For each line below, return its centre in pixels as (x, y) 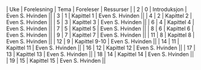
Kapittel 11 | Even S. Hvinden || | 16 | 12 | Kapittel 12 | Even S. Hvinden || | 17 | (101, 48)
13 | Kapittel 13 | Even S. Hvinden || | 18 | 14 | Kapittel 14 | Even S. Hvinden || (100, 54)
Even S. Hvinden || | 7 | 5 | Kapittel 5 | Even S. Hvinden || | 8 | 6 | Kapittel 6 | (100, 28)
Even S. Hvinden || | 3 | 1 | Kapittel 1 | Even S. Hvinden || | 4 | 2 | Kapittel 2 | (99, 16)
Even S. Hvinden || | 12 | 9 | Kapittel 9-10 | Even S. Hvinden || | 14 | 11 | (93, 41)
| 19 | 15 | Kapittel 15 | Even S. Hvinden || (56, 61)
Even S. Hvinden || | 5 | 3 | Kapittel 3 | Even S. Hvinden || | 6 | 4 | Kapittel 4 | (100, 22)
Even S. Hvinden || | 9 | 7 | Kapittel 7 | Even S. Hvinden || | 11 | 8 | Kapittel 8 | (100, 35)
